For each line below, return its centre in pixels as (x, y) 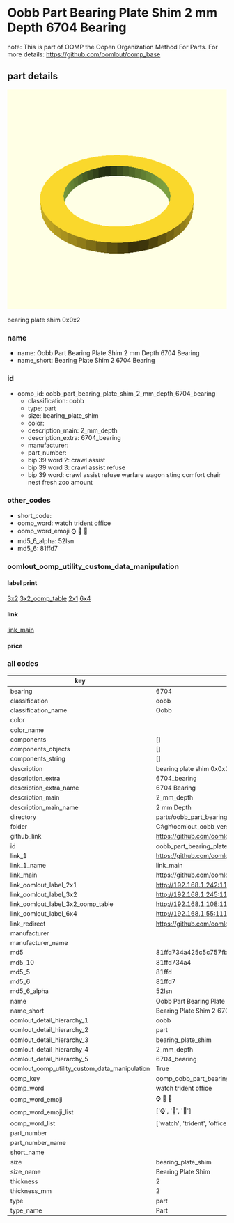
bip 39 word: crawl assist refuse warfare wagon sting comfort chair (124, 475)
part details (33, 76)
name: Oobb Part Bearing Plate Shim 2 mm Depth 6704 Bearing (108, 353)
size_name (25, 1171)
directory (23, 817)
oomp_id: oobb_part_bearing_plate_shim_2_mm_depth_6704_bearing (116, 394)
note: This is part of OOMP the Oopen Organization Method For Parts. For (112, 47)
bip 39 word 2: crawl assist (67, 460)
